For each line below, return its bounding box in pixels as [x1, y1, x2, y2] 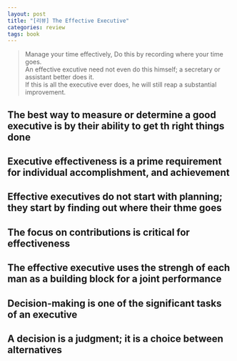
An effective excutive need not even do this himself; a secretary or [24, 65, 221, 74]
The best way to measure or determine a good [7, 109, 216, 121]
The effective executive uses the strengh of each [7, 262, 231, 274]
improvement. [24, 88, 66, 97]
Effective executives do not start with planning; [7, 191, 223, 203]
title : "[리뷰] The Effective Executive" [7, 17, 130, 24]
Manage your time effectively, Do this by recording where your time [24, 50, 223, 59]
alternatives [7, 344, 63, 356]
